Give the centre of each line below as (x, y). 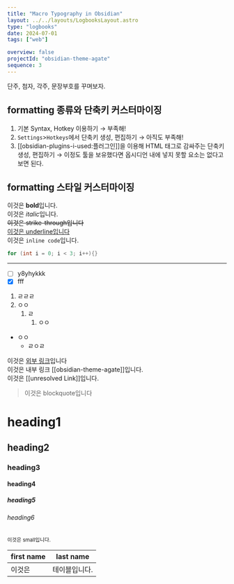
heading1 (34, 422)
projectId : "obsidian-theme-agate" (59, 59)
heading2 (29, 447)
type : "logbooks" (32, 27)
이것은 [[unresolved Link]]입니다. (53, 379)
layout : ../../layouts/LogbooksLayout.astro (73, 20)
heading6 (21, 518)
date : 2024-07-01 (32, 33)
